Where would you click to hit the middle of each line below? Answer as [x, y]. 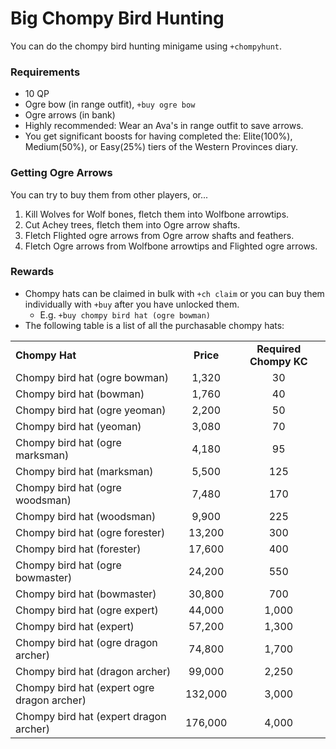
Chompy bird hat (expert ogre [85, 687]
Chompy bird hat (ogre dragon [86, 642]
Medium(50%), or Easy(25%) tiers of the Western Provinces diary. [161, 147]
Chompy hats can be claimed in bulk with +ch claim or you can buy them [174, 293]
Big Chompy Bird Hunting [117, 18]
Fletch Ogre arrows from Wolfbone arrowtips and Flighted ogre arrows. [171, 246]
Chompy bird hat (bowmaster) [86, 594]
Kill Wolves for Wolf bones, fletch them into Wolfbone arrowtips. [157, 214]
